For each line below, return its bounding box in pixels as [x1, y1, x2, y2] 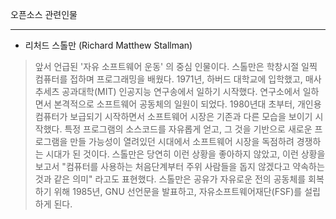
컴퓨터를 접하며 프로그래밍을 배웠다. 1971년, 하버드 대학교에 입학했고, [34, 73, 303, 85]
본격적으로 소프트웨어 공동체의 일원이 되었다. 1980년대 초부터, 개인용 [53, 98, 322, 110]
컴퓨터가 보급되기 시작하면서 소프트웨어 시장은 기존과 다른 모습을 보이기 [34, 111, 313, 122]
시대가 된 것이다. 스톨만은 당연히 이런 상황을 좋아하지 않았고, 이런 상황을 [45, 148, 326, 160]
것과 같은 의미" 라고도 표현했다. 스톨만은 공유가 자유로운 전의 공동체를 [34, 173, 307, 185]
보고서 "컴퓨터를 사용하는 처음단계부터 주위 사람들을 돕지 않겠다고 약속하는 [34, 161, 325, 172]
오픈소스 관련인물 [10, 9, 78, 20]
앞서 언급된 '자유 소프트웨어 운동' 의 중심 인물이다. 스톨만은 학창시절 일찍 [34, 61, 318, 72]
